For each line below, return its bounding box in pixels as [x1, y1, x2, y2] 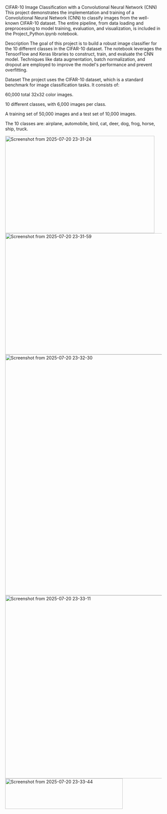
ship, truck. [5, 126, 28, 132]
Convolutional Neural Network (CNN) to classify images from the [5, 15, 138, 20]
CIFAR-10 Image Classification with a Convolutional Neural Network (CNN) [5, 4, 158, 10]
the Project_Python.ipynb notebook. [5, 31, 79, 36]
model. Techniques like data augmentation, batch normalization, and [5, 56, 146, 62]
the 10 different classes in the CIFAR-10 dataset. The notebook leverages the [5, 46, 162, 51]
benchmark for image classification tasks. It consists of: [5, 82, 120, 88]
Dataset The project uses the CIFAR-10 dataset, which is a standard [5, 77, 143, 82]
